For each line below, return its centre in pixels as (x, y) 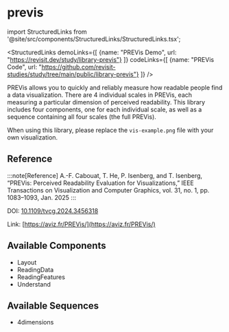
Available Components (57, 246)
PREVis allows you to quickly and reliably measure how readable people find (115, 87)
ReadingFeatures (41, 277)
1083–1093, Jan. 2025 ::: (42, 197)
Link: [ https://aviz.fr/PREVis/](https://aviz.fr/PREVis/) (81, 224)
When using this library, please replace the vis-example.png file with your (110, 130)
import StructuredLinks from (47, 32)
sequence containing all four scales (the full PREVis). (82, 117)
